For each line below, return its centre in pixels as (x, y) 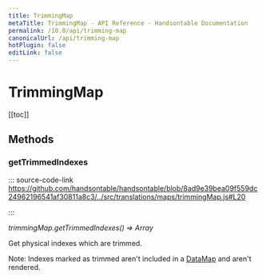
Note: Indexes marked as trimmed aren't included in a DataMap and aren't (130, 258)
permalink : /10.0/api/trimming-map (67, 30)
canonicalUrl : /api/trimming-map (64, 38)
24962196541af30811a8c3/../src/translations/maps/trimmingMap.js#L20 (127, 197)
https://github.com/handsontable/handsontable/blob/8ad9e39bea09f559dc (133, 188)
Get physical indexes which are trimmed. (75, 243)
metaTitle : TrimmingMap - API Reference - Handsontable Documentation (128, 23)
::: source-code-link (41, 180)
